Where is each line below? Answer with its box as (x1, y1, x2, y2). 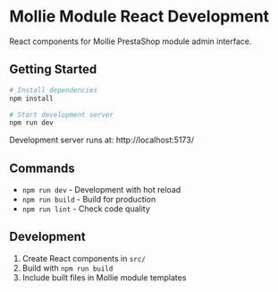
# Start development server (9, 110, 114, 119)
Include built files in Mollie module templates (21, 271, 187, 283)
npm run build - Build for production (21, 194, 156, 205)
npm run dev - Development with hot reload (21, 185, 181, 195)
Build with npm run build (21, 262, 114, 273)
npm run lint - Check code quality (21, 203, 150, 214)
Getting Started (9, 62, 97, 77)
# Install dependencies (9, 85, 98, 95)
